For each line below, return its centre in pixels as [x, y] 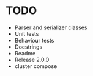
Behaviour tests [34, 40]
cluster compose [36, 66]
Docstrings [28, 47]
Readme [25, 53]
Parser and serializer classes [51, 27]
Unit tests [27, 33]
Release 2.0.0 [32, 60]
